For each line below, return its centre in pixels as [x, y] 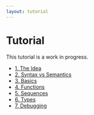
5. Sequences [31, 93]
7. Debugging [31, 106]
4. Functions [30, 87]
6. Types [25, 99]
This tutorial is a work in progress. [47, 57]
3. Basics [26, 80]
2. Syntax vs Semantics [43, 75]
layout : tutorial [27, 11]
